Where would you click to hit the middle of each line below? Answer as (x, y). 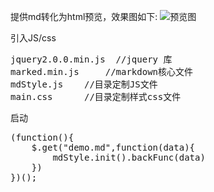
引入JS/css (33, 38)
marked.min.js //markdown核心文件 (102, 71)
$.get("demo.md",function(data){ (113, 147)
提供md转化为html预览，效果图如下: (84, 16)
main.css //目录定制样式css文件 (96, 96)
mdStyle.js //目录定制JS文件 (84, 84)
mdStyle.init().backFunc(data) (129, 157)
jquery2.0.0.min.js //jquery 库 (91, 59)
